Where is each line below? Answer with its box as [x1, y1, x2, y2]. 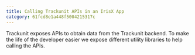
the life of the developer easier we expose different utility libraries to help [6, 36, 183, 43]
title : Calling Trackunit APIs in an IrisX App [6, 8, 125, 14]
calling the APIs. [6, 42, 45, 49]
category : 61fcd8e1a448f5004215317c [6, 14, 95, 20]
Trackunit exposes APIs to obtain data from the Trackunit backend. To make [6, 30, 189, 36]
